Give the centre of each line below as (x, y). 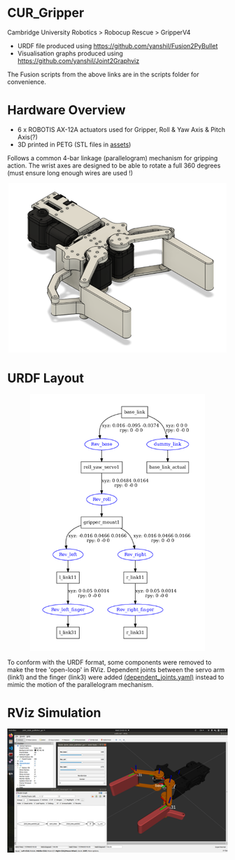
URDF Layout (45, 378)
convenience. (27, 81)
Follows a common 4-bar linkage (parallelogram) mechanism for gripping (113, 158)
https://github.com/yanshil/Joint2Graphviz (78, 60)
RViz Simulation (54, 712)
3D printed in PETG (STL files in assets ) (74, 144)
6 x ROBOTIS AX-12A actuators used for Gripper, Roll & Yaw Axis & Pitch (121, 129)
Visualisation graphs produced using (70, 53)
